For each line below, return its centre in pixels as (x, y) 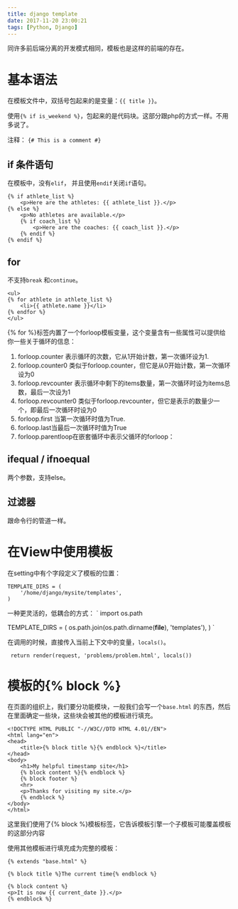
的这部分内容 (26, 833)
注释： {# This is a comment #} (54, 140)
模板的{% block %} (64, 686)
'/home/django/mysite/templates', (71, 593)
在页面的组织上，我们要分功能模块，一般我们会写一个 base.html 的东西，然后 (119, 707)
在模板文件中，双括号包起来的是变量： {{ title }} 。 (84, 101)
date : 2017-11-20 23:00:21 (47, 21)
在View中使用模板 (60, 552)
